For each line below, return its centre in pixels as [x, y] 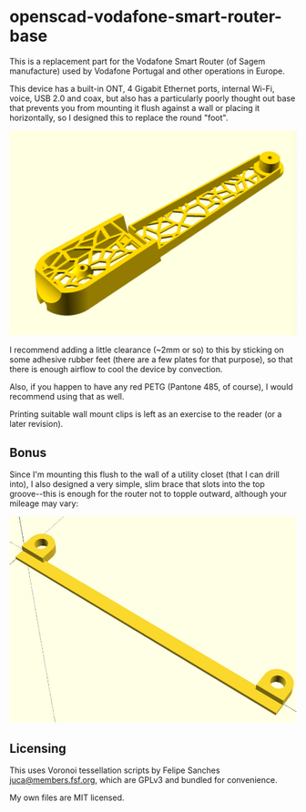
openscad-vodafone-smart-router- [146, 17]
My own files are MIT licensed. [67, 797]
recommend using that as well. [67, 397]
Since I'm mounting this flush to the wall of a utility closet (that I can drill [144, 474]
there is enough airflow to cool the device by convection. [116, 370]
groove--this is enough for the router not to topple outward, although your [148, 494]
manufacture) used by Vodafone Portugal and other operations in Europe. [147, 71]
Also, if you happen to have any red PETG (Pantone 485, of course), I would [151, 387]
